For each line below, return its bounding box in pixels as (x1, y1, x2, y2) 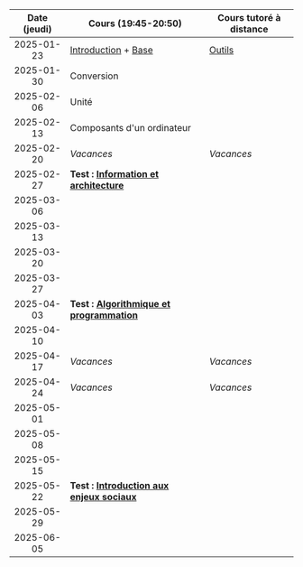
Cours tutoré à (217, 12, 281, 23)
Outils (208, 44, 234, 56)
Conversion (69, 70, 119, 82)
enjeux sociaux (69, 491, 137, 503)
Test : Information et (69, 168, 160, 180)
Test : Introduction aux (69, 479, 170, 491)
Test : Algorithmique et (69, 298, 171, 310)
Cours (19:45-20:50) (88, 17, 182, 30)
